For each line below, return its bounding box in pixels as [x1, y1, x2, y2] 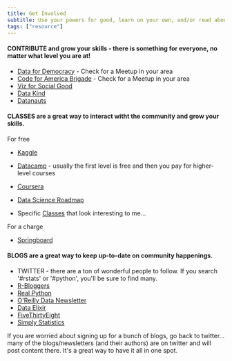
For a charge [7, 222, 43, 231]
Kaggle [17, 148, 38, 156]
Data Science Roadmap [17, 195, 84, 204]
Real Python [17, 289, 52, 297]
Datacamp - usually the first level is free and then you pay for [17, 162, 192, 170]
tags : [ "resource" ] [7, 23, 64, 30]
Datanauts [17, 96, 47, 104]
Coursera [17, 182, 44, 191]
